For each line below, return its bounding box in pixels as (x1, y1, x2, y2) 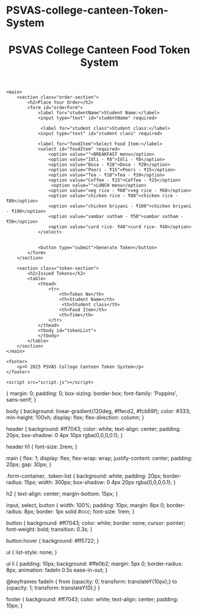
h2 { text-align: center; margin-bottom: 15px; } (6, 490, 118, 498)
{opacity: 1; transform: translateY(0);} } (6, 584, 100, 591)
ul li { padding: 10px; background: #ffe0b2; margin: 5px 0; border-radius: (6, 560, 183, 568)
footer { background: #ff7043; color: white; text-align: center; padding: (6, 596, 178, 603)
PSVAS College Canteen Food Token (8, 43, 190, 57)
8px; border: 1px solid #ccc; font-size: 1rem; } (24, 508, 135, 515)
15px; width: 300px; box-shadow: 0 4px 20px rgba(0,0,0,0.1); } (24, 479, 176, 486)
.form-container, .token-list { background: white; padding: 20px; (6, 472, 162, 480)
